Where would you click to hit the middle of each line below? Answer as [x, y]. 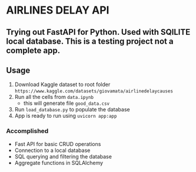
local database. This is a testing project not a [90, 41]
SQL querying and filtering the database [63, 156]
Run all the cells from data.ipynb [54, 97]
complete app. [33, 50]
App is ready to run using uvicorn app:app [66, 116]
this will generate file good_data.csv [67, 103]
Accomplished [27, 131]
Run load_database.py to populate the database [72, 110]
